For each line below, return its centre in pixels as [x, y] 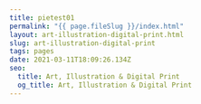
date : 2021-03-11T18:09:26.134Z [70, 60]
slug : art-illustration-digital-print [82, 43]
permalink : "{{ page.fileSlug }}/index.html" [96, 26]
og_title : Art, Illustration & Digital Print [105, 85]
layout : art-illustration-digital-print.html [96, 34]
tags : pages [32, 52]
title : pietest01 [42, 18]
